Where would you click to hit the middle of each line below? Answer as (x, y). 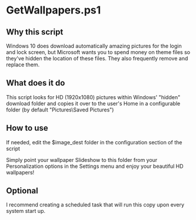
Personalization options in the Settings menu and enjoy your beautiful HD (95, 166)
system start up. (26, 211)
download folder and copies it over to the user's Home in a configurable (93, 103)
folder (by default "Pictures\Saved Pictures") (60, 110)
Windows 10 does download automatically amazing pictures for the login (94, 46)
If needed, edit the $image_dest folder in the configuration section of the (94, 142)
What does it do (36, 83)
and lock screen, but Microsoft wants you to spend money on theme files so (98, 52)
